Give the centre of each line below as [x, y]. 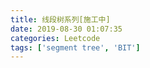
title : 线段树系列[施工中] [60, 19]
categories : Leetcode [55, 38]
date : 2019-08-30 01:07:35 [66, 29]
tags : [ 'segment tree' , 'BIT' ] [75, 47]
